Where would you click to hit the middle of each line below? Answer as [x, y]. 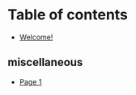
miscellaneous [45, 62]
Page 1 [30, 81]
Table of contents [68, 15]
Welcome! [36, 37]
